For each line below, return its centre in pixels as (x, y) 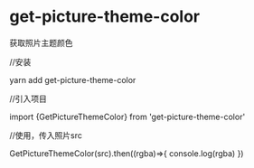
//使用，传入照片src (46, 135)
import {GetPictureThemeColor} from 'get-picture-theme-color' (127, 117)
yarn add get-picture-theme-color (73, 79)
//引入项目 (28, 98)
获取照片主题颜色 (41, 42)
